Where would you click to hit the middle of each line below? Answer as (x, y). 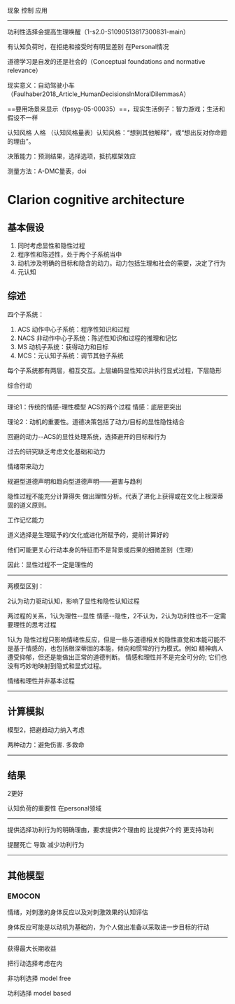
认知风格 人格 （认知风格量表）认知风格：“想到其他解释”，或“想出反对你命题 (117, 133)
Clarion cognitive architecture (96, 200)
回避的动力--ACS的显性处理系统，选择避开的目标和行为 (87, 436)
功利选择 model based (39, 993)
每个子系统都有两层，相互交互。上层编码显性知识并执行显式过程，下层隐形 (114, 370)
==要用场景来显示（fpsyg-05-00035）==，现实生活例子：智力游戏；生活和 (116, 109)
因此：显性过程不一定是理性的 (50, 564)
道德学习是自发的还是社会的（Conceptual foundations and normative (106, 61)
